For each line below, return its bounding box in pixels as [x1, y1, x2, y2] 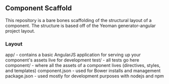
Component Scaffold [5, 4, 72, 12]
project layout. [5, 27, 35, 34]
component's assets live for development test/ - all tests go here [5, 57, 140, 63]
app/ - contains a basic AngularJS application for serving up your [5, 52, 141, 58]
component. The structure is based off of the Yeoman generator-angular [5, 22, 156, 28]
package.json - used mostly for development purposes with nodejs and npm [5, 73, 164, 79]
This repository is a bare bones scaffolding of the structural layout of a [5, 17, 152, 23]
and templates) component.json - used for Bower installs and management [5, 67, 161, 74]
